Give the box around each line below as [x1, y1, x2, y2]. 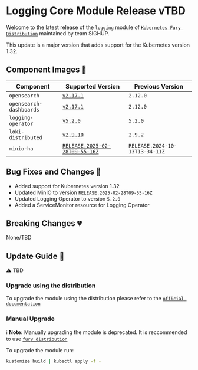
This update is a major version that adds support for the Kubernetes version [6, 41, 190, 48]
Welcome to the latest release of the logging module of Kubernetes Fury [6, 24, 181, 31]
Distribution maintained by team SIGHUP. [6, 30, 110, 37]
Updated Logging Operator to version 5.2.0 [14, 195, 121, 202]
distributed [9, 134, 43, 141]
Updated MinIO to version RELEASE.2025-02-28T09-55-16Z [14, 189, 153, 196]
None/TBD [6, 234, 32, 241]
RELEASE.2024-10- [128, 142, 177, 149]
